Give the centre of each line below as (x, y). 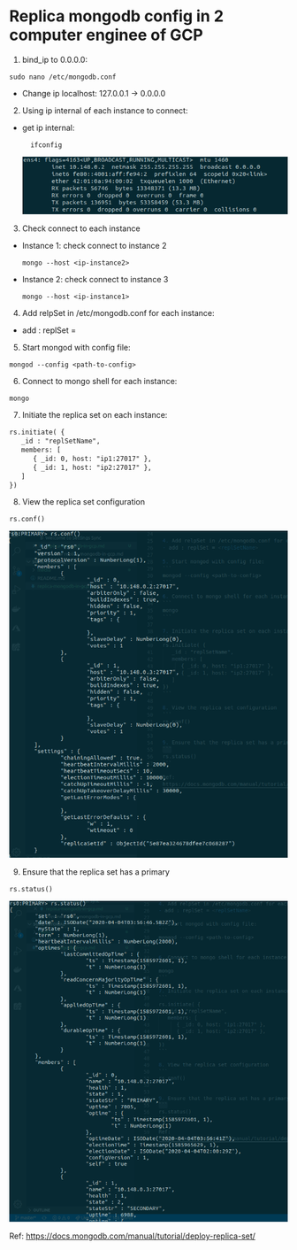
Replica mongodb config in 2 (116, 16)
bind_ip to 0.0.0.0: (55, 59)
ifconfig (46, 145)
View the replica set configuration (84, 501)
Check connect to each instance (81, 228)
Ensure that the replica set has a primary (96, 872)
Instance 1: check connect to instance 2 (94, 245)
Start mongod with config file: (76, 347)
